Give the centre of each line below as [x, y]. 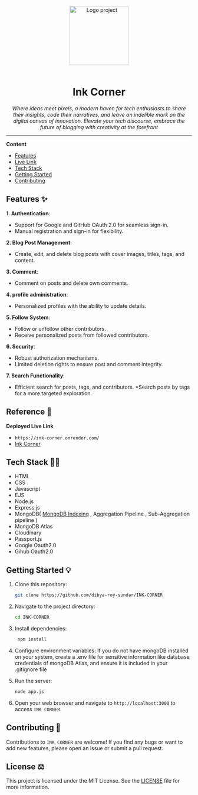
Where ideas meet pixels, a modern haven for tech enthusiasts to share [99, 108]
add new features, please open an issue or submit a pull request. [85, 748]
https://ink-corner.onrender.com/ [57, 438]
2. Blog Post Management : [39, 242]
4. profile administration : [37, 294]
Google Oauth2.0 [35, 546]
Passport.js [28, 539]
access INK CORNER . [38, 709]
